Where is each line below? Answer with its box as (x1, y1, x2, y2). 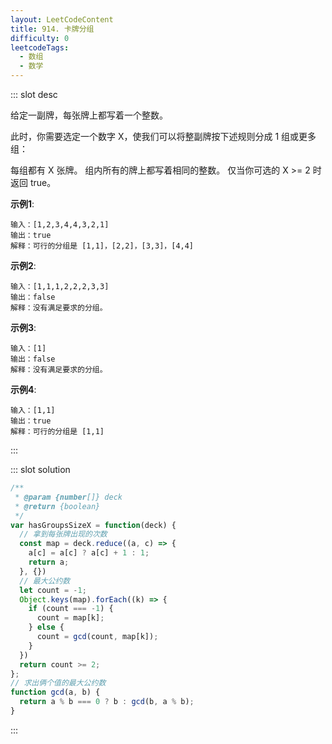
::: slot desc (10, 89, 58, 100)
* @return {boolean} (14, 501, 101, 511)
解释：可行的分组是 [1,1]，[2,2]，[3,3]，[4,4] (10, 241, 195, 251)
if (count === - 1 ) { (28, 604, 114, 614)
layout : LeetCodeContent (10, 14, 114, 25)
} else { (28, 622, 65, 633)
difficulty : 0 (10, 33, 70, 43)
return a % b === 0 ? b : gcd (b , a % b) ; (19, 697, 195, 707)
